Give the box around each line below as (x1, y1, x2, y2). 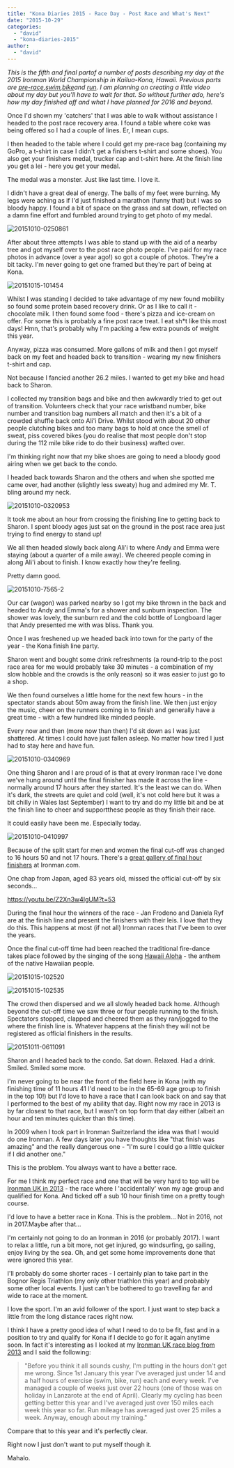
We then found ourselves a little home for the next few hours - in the (7, 690, 203, 699)
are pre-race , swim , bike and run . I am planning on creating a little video (7, 83, 210, 91)
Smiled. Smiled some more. (7, 1063, 86, 1072)
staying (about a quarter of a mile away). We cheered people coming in (7, 550, 211, 559)
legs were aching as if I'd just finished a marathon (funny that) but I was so (7, 196, 221, 204)
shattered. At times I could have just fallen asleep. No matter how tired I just (7, 734, 224, 742)
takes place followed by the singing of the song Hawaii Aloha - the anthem (7, 952, 221, 960)
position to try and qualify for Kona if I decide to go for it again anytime (7, 1333, 210, 1341)
